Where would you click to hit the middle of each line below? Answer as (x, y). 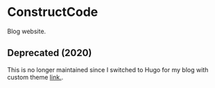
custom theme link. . (35, 77)
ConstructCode (53, 12)
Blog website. (27, 31)
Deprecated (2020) (50, 53)
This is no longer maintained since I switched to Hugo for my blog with (108, 69)
